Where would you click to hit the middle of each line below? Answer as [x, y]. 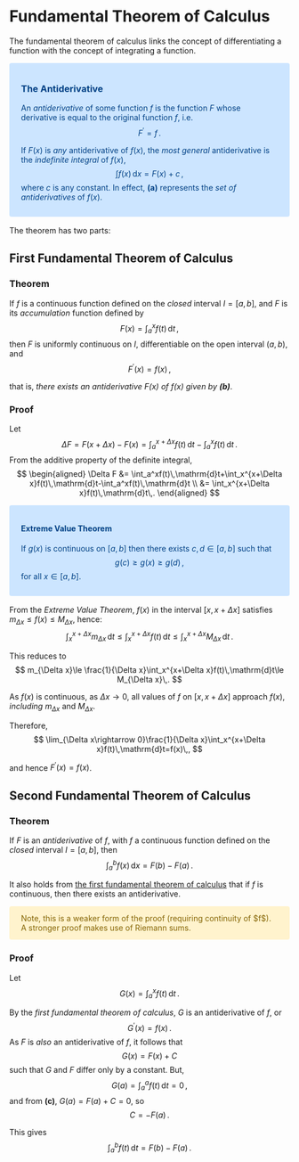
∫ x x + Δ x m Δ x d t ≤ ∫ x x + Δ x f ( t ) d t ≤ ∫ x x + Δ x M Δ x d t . [149, 637]
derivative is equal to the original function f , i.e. [107, 118]
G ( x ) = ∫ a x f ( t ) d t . [149, 994]
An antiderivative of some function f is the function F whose [131, 108]
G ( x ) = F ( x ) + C [149, 1056]
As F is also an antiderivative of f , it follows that [96, 1042]
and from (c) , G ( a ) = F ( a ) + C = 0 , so [77, 1101]
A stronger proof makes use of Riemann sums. [106, 928]
